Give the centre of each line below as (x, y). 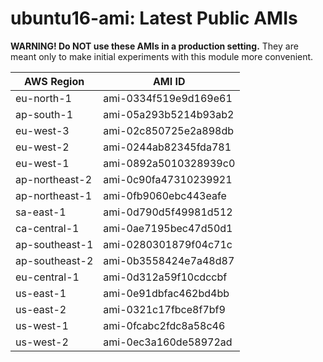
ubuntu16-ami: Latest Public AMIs (154, 18)
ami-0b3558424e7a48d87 (169, 260)
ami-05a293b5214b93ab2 (169, 114)
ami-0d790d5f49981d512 (168, 212)
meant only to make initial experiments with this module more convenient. (162, 56)
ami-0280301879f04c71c (168, 244)
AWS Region (54, 81)
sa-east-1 (41, 212)
